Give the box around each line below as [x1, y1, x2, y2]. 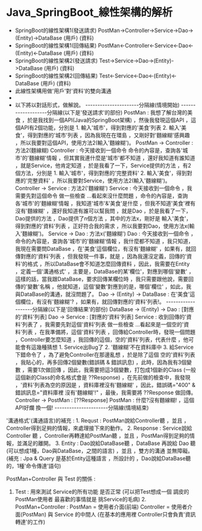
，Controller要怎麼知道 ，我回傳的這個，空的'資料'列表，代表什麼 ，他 [14, 335, 189, 343]
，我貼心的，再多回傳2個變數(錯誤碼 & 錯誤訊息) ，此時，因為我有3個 [14, 358, 187, 366]
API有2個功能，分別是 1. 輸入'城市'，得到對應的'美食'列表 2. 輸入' [20, 124, 181, 131]
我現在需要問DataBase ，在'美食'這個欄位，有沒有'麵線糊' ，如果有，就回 [14, 245, 197, 252]
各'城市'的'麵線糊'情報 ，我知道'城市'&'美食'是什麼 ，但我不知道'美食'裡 [14, 199, 191, 206]
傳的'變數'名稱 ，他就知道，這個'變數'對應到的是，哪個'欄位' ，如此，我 [14, 283, 192, 290]
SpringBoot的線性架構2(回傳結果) [14, 72, 98, 79]
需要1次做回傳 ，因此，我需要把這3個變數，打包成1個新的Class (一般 [27, 366, 197, 373]
